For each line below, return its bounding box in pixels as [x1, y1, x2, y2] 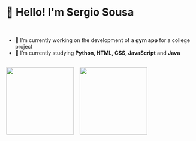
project [14, 43, 33, 50]
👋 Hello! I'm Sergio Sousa [6, 5, 134, 19]
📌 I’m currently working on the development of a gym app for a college [14, 36, 191, 44]
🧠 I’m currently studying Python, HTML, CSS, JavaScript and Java [14, 49, 180, 56]
